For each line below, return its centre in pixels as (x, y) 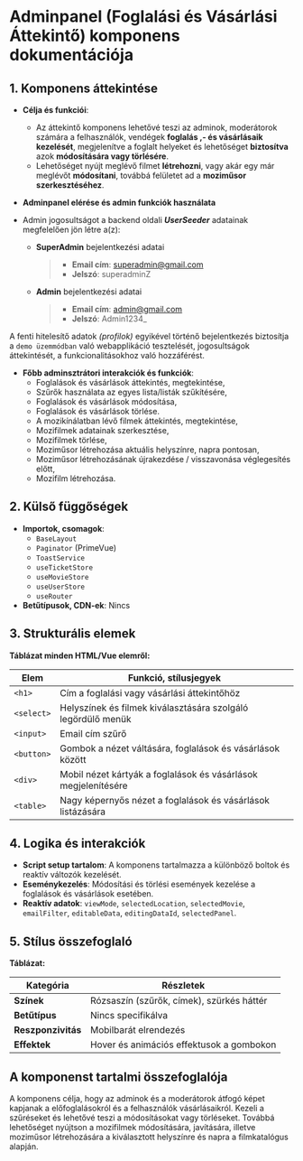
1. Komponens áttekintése (84, 88)
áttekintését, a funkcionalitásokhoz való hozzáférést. (107, 355)
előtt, (46, 469)
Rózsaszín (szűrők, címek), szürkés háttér (179, 1001)
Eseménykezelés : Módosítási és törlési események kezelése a (139, 884)
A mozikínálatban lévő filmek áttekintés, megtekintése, (137, 421)
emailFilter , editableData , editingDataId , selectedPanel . (129, 913)
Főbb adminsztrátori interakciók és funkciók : (108, 373)
